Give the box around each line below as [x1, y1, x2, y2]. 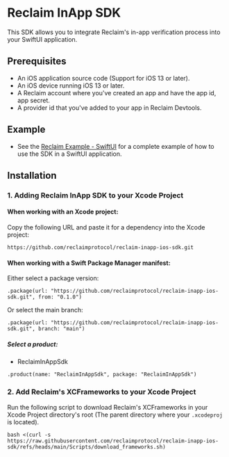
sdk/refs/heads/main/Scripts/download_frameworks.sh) [7, 443, 167, 450]
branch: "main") [37, 326, 85, 332]
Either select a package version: [7, 274, 99, 282]
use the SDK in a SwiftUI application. [17, 150, 123, 158]
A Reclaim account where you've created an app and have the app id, [17, 88, 217, 97]
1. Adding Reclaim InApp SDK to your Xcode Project [7, 190, 184, 200]
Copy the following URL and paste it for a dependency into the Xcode [7, 223, 205, 232]
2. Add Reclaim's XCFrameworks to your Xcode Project [7, 387, 196, 397]
